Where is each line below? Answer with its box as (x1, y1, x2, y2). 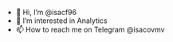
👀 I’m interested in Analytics (15, 16, 108, 25)
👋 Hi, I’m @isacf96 (15, 8, 77, 17)
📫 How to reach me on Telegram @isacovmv (15, 25, 165, 34)
